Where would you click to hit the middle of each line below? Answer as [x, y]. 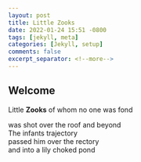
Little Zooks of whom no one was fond [70, 110]
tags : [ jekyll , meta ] [43, 37]
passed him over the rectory [54, 141]
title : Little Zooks [42, 23]
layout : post [29, 15]
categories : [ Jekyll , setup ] [56, 45]
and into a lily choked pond [52, 149]
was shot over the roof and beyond [65, 124]
